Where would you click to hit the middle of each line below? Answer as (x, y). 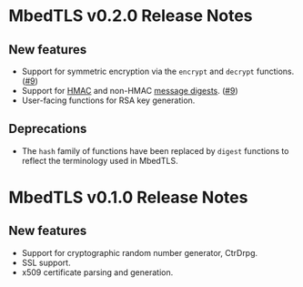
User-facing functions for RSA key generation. (108, 100)
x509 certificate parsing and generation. (97, 272)
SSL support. (46, 262)
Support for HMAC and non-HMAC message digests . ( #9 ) (130, 91)
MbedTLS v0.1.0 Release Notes (128, 198)
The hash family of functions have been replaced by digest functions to (155, 150)
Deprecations (48, 129)
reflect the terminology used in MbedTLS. (100, 160)
